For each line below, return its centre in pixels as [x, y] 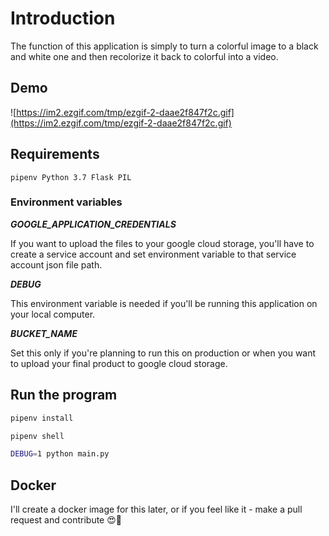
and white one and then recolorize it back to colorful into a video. [144, 56]
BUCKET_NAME [44, 333]
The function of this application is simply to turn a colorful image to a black [164, 46]
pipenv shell [37, 436]
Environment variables [66, 202]
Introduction [63, 18]
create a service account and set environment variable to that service [153, 254]
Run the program [64, 395]
